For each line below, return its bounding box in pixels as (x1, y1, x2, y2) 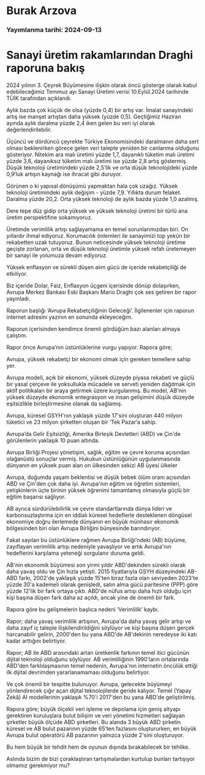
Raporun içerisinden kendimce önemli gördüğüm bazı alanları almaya (6, 326, 181, 333)
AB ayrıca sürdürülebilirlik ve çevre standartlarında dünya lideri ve (6, 505, 173, 513)
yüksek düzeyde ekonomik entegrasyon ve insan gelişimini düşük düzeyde (6, 394, 195, 401)
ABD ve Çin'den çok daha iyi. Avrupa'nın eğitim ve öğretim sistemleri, (6, 480, 181, 487)
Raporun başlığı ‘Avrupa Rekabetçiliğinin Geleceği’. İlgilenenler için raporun (6, 307, 195, 315)
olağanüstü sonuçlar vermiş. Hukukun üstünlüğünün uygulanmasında (6, 455, 181, 463)
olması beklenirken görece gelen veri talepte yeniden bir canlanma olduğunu (6, 145, 199, 152)
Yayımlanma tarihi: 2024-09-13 (6, 26, 102, 34)
